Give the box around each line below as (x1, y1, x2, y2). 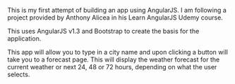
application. (7, 34, 42, 43)
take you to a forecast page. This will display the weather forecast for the (7, 55, 220, 64)
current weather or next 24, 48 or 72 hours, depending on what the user (7, 63, 217, 71)
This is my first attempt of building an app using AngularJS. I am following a (7, 6, 227, 14)
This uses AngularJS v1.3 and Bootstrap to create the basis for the (7, 27, 200, 35)
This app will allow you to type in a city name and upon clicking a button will (7, 48, 228, 56)
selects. (7, 70, 30, 78)
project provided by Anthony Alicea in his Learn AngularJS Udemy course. (7, 13, 224, 22)
